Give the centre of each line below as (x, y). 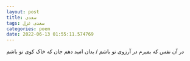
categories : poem (28, 29)
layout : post (23, 12)
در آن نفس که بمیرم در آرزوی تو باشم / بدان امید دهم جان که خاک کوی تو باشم (95, 51)
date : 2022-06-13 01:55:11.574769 (50, 34)
